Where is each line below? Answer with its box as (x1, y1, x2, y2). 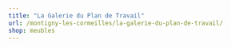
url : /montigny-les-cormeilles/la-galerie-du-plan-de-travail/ (8, 19, 224, 27)
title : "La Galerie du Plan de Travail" (8, 11, 145, 20)
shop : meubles (8, 26, 56, 34)
